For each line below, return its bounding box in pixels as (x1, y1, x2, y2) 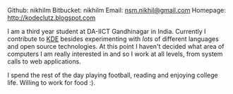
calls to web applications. (7, 57, 81, 66)
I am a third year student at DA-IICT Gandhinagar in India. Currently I (7, 28, 206, 35)
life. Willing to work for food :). (7, 78, 95, 87)
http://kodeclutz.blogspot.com (7, 13, 96, 22)
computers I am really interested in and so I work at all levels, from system (7, 49, 223, 58)
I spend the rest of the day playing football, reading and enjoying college (7, 71, 218, 79)
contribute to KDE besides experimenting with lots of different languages (7, 35, 219, 43)
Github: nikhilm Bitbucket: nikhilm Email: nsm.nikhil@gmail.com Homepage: (7, 6, 226, 14)
